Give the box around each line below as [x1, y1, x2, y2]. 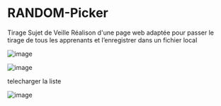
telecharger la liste [7, 76, 62, 86]
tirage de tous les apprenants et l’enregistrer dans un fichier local [7, 35, 198, 44]
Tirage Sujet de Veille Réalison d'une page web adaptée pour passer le [7, 28, 215, 37]
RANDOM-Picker [7, 5, 108, 21]
